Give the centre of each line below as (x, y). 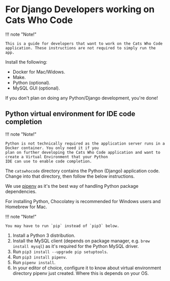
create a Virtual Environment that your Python (57, 157)
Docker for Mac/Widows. (39, 72)
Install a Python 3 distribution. (44, 235)
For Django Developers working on (80, 9)
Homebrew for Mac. (26, 207)
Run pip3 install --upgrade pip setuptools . (60, 251)
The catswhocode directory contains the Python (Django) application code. (83, 171)
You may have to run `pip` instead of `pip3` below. (62, 226)
